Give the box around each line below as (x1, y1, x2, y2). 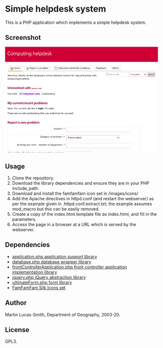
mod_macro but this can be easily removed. (12, 206, 100, 212)
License (5, 326, 30, 334)
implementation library (12, 269, 57, 275)
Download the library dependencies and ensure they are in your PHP (12, 180, 149, 186)
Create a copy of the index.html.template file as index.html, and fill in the (12, 211, 157, 217)
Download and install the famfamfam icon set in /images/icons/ (12, 191, 139, 196)
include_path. (12, 186, 40, 191)
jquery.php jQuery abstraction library (12, 274, 86, 280)
